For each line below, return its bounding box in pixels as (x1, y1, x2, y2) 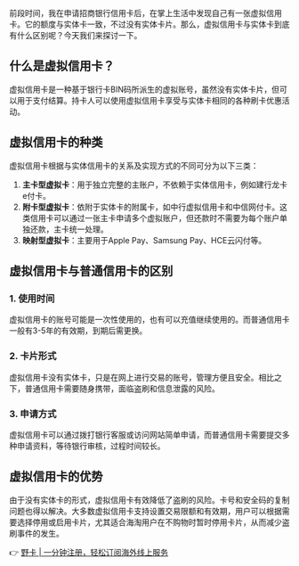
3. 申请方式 (9, 407, 57, 420)
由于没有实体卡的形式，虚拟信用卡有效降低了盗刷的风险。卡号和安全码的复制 (9, 494, 290, 505)
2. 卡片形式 (9, 350, 57, 363)
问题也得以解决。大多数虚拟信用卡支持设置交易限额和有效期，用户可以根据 (9, 505, 282, 516)
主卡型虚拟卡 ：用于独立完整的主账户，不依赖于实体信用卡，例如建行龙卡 (21, 179, 287, 190)
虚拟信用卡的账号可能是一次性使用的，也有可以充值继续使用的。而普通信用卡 (9, 315, 290, 325)
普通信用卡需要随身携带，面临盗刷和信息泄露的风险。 (24, 382, 220, 394)
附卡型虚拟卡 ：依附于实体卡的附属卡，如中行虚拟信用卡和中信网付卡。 (21, 201, 280, 212)
